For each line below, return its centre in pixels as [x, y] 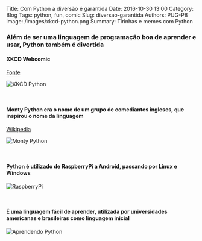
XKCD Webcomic [28, 59]
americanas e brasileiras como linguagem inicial [68, 218]
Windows [18, 173]
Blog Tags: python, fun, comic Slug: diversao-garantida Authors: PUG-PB [97, 15]
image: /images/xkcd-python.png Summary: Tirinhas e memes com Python [99, 21]
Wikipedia [19, 130]
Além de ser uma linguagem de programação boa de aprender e [101, 37]
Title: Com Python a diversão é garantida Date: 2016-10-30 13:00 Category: [100, 9]
